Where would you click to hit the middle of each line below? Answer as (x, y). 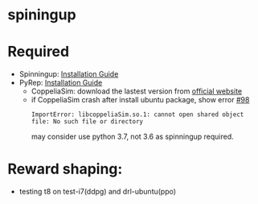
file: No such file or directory (87, 122)
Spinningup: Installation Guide (69, 74)
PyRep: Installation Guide (61, 83)
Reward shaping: (65, 169)
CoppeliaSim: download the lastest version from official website (137, 91)
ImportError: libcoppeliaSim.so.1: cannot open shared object (137, 114)
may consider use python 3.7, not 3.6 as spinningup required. (132, 137)
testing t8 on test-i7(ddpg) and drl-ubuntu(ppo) (98, 192)
